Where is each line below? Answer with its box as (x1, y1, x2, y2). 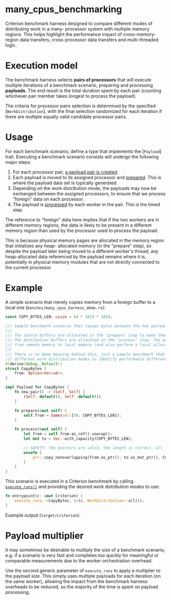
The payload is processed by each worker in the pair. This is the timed (12, 201, 160, 207)
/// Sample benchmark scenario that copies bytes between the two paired (5, 323, 165, 329)
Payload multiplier (5, 530, 84, 541)
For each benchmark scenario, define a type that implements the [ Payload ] (5, 148, 162, 154)
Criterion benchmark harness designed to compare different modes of (5, 20, 153, 26)
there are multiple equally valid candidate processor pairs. (5, 113, 127, 120)
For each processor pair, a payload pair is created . (12, 169, 119, 175)
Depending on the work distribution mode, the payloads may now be (12, 185, 157, 191)
